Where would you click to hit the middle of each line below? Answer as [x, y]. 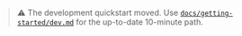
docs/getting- [206, 13]
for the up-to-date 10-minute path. [139, 22]
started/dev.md [45, 23]
